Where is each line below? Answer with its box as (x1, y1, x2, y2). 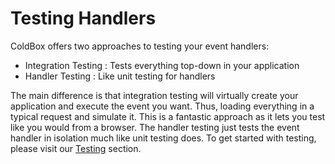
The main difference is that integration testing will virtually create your (10, 89, 299, 101)
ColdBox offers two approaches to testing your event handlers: (10, 40, 270, 52)
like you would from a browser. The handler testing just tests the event (10, 121, 300, 133)
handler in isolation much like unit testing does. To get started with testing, (10, 132, 317, 144)
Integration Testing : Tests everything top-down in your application (24, 59, 300, 71)
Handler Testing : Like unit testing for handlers (24, 70, 216, 82)
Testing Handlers (10, 7, 157, 30)
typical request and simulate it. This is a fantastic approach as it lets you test (10, 110, 326, 122)
